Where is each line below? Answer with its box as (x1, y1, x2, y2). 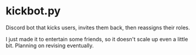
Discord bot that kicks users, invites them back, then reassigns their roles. (5, 24, 190, 31)
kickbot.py (5, 4, 61, 18)
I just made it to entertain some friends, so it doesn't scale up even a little (5, 35, 188, 42)
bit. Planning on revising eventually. (5, 42, 94, 49)
